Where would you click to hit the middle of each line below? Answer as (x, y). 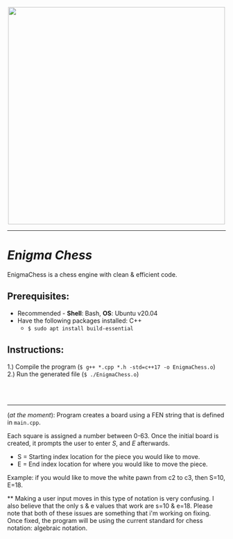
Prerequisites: (38, 297)
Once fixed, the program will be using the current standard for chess (105, 520)
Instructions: (36, 350)
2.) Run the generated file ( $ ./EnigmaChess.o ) (73, 374)
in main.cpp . (24, 422)
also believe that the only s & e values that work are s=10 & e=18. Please (110, 506)
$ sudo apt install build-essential (80, 328)
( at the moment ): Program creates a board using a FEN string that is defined (116, 415)
